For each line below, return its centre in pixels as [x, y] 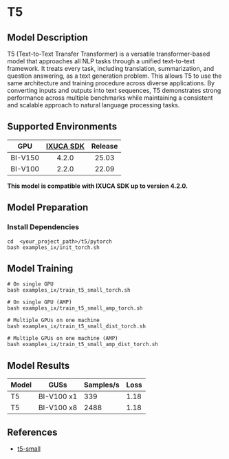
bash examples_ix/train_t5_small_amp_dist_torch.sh [83, 345]
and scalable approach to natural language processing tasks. [94, 105]
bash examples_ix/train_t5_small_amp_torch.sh [75, 308]
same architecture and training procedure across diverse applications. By [111, 83]
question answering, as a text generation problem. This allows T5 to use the [115, 76]
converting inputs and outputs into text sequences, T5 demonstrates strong [114, 90]
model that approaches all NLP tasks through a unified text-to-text [101, 61]
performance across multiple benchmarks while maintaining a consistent [110, 98]
